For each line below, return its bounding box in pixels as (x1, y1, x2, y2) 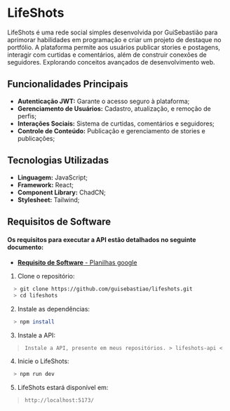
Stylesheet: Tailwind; (17, 195, 80, 204)
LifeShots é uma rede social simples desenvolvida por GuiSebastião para (7, 28, 218, 36)
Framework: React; (17, 180, 74, 189)
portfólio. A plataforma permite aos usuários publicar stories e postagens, (7, 43, 221, 51)
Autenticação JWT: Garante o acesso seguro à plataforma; (17, 97, 190, 105)
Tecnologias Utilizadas (7, 154, 109, 166)
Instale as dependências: (17, 304, 90, 313)
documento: (7, 243, 44, 251)
